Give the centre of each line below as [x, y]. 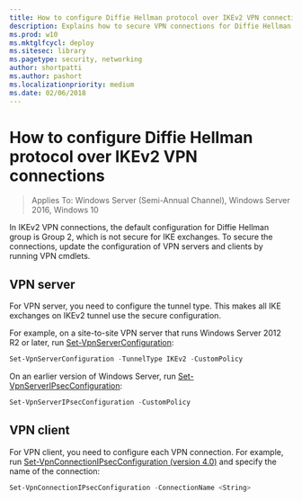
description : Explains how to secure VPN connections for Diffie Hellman [151, 26]
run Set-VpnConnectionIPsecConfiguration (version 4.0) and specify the [143, 461]
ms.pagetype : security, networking [76, 59]
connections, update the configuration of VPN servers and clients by [136, 246]
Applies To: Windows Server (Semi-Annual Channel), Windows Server [160, 201]
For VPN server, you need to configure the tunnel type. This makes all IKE [145, 306]
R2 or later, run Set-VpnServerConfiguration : [92, 343]
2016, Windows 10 [65, 210]
